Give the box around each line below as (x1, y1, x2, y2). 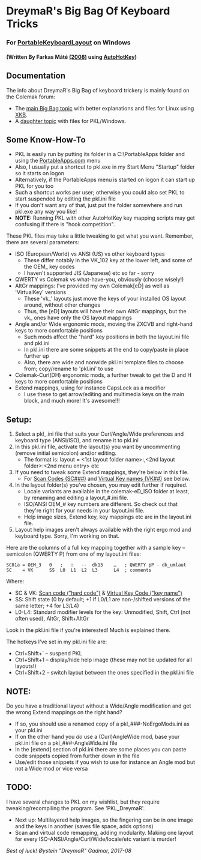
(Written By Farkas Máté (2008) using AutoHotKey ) (6, 53, 137, 61)
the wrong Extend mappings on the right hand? (6, 708, 123, 715)
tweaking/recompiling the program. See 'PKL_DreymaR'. (6, 804, 145, 811)
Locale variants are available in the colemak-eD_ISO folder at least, (23, 488, 190, 495)
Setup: (6, 414, 32, 424)
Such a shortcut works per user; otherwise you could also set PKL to (14, 189, 185, 196)
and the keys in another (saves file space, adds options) (14, 822, 154, 829)
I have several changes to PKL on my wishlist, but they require (6, 798, 160, 805)
